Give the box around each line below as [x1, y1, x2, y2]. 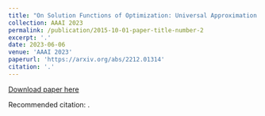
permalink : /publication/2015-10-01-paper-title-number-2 [8, 26, 204, 34]
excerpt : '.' [8, 33, 52, 42]
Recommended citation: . [8, 99, 90, 109]
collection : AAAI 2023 [8, 19, 83, 27]
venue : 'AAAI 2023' [8, 48, 73, 56]
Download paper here [8, 84, 79, 94]
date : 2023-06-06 [8, 41, 66, 49]
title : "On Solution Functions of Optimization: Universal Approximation [8, 11, 258, 20]
